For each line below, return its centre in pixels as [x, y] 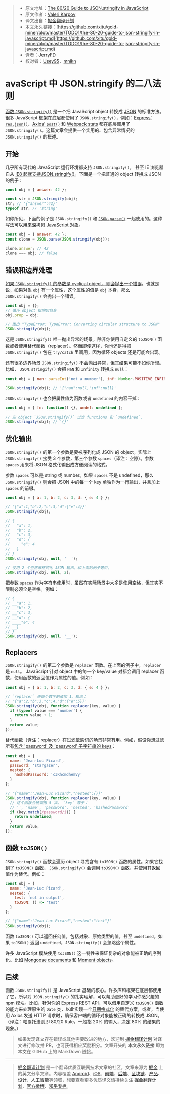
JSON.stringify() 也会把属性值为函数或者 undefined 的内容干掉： [73, 398]
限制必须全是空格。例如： [32, 589]
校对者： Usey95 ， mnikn [51, 61]
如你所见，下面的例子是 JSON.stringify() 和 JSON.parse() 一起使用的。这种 [84, 219]
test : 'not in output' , [39, 898]
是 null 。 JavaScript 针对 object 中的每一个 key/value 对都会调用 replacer [82, 671]
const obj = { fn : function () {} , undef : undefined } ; [64, 408]
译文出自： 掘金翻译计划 [50, 21]
